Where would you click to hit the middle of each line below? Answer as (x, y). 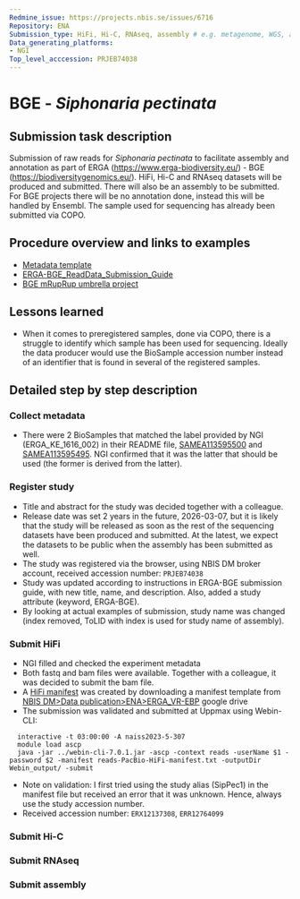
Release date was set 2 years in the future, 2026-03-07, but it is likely (150, 516)
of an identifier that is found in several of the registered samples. (141, 362)
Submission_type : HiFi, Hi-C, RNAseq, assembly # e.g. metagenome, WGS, (147, 34)
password (25, 760)
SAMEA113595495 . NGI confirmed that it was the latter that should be (150, 454)
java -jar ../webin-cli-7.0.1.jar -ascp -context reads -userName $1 (149, 752)
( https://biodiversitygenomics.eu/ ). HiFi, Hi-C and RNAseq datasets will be (146, 177)
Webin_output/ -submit (51, 768)
